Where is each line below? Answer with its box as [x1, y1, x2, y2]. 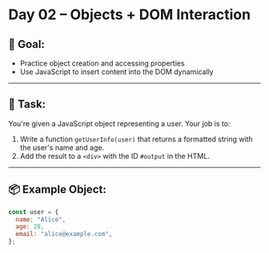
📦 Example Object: [8, 183, 106, 196]
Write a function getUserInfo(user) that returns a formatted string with [19, 134, 254, 144]
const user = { [8, 208, 59, 216]
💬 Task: [8, 97, 46, 111]
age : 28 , [15, 223, 45, 231]
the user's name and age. [19, 142, 105, 152]
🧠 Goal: [8, 38, 46, 51]
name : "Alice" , [15, 215, 66, 223]
